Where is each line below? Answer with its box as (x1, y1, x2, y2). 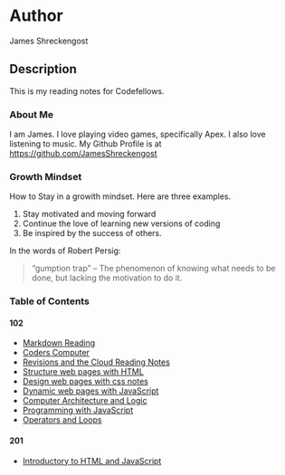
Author (9, 5, 63, 26)
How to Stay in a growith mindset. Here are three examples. (9, 191, 232, 202)
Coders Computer (22, 347, 90, 358)
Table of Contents (9, 295, 90, 308)
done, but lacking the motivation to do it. (31, 272, 183, 283)
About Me (9, 108, 54, 120)
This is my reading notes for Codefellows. (9, 85, 165, 96)
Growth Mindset (9, 170, 82, 183)
